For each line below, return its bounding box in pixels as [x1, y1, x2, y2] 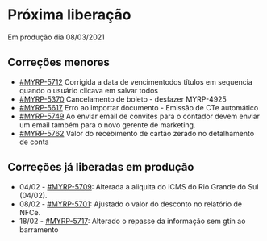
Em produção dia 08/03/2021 [7, 32, 106, 42]
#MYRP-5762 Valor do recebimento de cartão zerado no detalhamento [19, 128, 255, 138]
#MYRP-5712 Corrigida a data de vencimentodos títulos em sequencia [19, 77, 253, 86]
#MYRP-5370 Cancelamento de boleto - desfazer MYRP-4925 [19, 94, 227, 104]
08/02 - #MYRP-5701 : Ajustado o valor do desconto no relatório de [19, 199, 243, 209]
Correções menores [7, 56, 111, 69]
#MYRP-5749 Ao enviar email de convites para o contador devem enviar [19, 111, 260, 121]
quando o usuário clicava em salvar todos [19, 85, 159, 95]
